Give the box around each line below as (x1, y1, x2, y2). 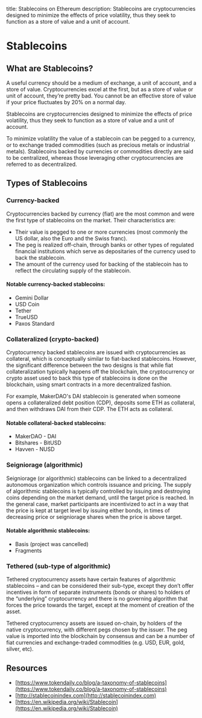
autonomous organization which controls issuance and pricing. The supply (6, 481, 192, 488)
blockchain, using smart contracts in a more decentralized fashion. (6, 381, 172, 388)
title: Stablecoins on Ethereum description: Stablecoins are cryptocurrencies (6, 5, 196, 12)
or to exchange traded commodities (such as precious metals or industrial (6, 142, 190, 148)
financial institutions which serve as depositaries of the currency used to (14, 248, 196, 255)
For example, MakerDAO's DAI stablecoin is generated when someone (6, 393, 181, 400)
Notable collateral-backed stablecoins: (6, 419, 107, 426)
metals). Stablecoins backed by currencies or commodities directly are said (6, 148, 194, 155)
